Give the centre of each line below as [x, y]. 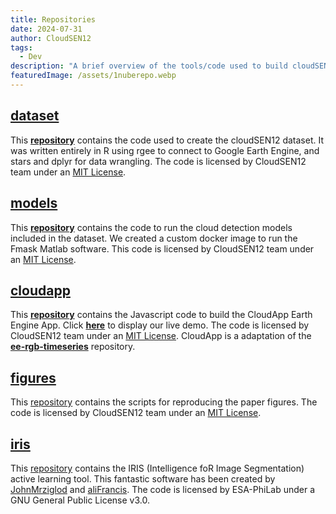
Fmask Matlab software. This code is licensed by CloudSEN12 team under [162, 248]
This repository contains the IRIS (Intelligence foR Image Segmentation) [157, 468]
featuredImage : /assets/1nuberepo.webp [93, 76]
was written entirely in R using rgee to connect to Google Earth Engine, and [165, 150]
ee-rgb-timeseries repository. [73, 347]
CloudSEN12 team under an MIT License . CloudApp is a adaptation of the [161, 336]
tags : [21, 47]
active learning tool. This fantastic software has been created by [143, 478]
